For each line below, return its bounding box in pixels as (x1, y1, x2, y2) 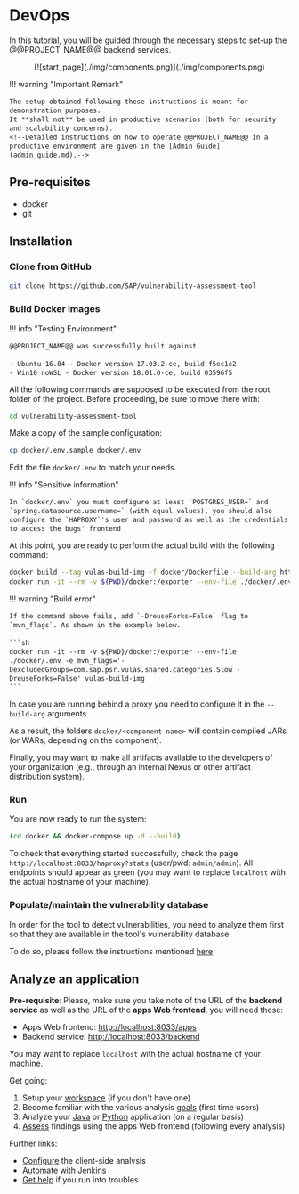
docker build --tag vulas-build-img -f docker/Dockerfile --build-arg (9, 568, 277, 577)
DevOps (9, 5, 70, 26)
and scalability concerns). (9, 124, 114, 133)
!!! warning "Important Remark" (9, 78, 124, 89)
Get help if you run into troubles (21, 1174, 139, 1185)
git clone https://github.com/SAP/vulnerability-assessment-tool (9, 282, 256, 290)
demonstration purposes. (9, 106, 101, 115)
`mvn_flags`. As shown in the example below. (9, 621, 181, 630)
